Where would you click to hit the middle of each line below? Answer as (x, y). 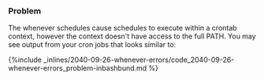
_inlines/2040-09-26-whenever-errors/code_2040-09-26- (139, 60)
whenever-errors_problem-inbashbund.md (78, 68)
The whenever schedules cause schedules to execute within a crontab (123, 28)
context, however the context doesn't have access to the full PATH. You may (132, 36)
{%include (25, 60)
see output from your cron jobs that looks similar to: (92, 45)
